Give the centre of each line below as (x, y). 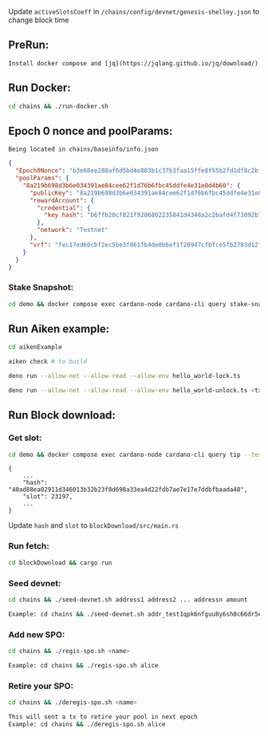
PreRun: (29, 45)
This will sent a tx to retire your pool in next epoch (103, 717)
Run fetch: (29, 546)
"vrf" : (40, 245)
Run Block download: (62, 415)
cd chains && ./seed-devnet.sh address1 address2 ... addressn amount (128, 600)
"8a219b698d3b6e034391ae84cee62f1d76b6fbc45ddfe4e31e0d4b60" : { (132, 185)
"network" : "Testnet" (73, 230)
